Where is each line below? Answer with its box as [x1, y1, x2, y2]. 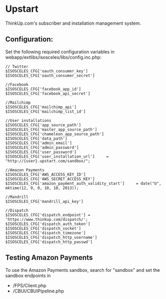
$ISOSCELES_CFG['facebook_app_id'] [5, 86, 81, 91]
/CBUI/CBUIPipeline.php [12, 288, 64, 294]
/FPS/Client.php [12, 282, 47, 288]
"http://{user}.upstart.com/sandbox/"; [5, 158, 91, 163]
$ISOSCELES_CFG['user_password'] [5, 149, 77, 155]
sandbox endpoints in [5, 272, 51, 278]
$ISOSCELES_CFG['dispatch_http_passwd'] [5, 239, 93, 245]
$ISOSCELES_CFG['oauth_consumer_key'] [5, 68, 88, 73]
